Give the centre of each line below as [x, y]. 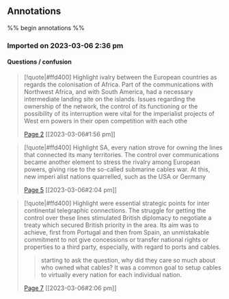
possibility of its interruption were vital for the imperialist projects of [119, 113]
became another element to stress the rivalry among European [112, 162]
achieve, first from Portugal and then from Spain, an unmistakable [117, 232]
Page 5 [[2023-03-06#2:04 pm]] [70, 190]
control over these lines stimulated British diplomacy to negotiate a [118, 217]
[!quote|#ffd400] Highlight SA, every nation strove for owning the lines [123, 147]
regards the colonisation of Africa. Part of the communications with [118, 84]
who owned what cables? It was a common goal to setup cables [131, 267]
